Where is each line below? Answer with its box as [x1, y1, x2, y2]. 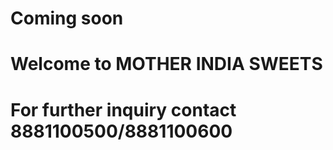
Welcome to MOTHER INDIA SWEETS [10, 53, 323, 76]
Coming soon [10, 7, 124, 30]
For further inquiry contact [10, 98, 237, 121]
